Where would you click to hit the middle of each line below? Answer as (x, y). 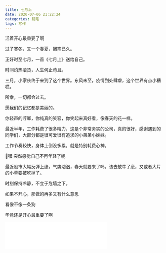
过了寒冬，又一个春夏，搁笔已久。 (40, 49)
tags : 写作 (16, 24)
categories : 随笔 (22, 19)
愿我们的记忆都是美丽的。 (31, 108)
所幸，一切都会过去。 (27, 97)
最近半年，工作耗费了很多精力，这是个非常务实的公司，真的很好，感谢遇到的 (83, 129)
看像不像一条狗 (20, 204)
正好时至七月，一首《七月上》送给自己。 (46, 60)
